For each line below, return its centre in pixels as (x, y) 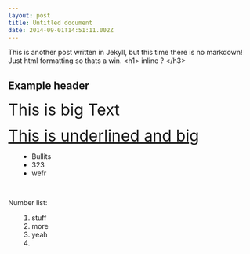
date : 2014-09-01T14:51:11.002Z (61, 30)
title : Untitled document (50, 23)
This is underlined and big (104, 136)
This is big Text (64, 110)
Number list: (28, 202)
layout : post (29, 15)
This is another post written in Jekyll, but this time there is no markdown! (125, 53)
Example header (49, 85)
